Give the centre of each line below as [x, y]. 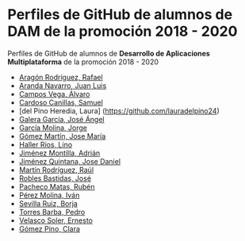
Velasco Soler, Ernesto [56, 220]
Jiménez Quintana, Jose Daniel [69, 161]
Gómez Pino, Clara [50, 228]
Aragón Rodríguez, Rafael [61, 77]
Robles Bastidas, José [55, 178]
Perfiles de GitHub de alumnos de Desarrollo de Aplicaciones [109, 53]
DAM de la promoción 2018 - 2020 [122, 31]
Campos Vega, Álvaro [54, 94]
